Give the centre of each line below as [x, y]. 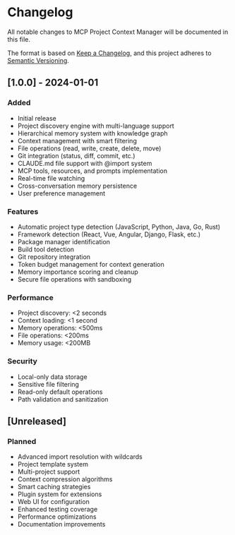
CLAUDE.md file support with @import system [85, 163]
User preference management [61, 193]
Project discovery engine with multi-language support [96, 126]
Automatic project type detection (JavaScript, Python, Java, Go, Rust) [119, 227]
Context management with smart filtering [77, 140]
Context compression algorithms [65, 479]
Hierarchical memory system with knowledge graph [92, 133]
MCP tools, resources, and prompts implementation [92, 171]
